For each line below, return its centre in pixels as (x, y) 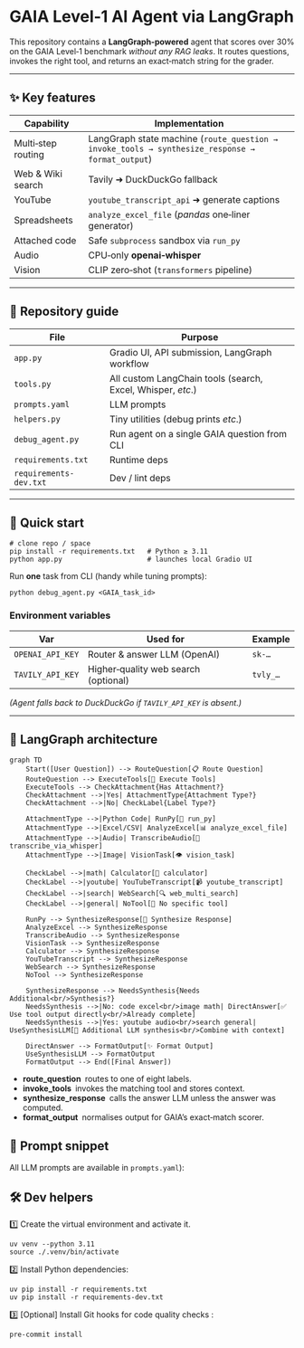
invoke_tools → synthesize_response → (171, 148)
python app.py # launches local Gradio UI (131, 560)
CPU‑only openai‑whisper (145, 255)
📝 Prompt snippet (59, 1146)
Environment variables (60, 615)
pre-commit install (46, 1335)
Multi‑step (35, 143)
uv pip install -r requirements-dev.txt (87, 1297)
